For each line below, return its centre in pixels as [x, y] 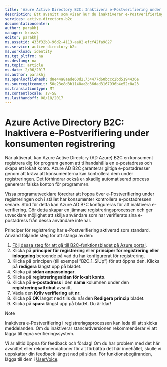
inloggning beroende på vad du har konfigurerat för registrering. [79, 256]
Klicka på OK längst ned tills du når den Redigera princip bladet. [79, 298]
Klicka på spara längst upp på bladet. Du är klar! [62, 304]
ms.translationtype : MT [30, 89]
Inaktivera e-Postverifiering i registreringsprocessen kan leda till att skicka [81, 323]
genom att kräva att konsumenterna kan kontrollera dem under [69, 174]
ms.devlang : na [21, 61]
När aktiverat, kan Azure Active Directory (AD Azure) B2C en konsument [79, 158]
